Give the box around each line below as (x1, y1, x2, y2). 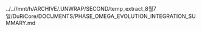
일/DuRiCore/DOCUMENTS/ (5, 13, 75, 20)
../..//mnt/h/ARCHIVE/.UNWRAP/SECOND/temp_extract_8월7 (5, 5, 156, 12)
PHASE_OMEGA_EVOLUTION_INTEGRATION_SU (74, 13, 196, 20)
